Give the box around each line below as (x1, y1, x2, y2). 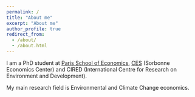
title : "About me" (6, 15, 53, 21)
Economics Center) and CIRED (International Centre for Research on (6, 65, 177, 73)
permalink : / (6, 8, 39, 15)
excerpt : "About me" (6, 20, 59, 26)
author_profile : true (6, 25, 61, 32)
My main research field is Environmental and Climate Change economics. (6, 84, 190, 91)
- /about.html (12, 43, 47, 49)
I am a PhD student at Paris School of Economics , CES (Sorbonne (6, 59, 170, 67)
